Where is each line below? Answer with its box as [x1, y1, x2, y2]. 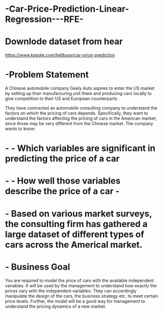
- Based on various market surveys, [5, 208, 152, 219]
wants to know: [5, 126, 36, 132]
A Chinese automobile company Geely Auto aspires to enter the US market [5, 85, 155, 91]
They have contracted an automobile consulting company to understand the [5, 105, 158, 111]
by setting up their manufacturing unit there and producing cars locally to [5, 91, 152, 96]
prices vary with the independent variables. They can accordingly [5, 288, 137, 294]
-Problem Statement [5, 69, 89, 80]
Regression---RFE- [5, 14, 84, 25]
